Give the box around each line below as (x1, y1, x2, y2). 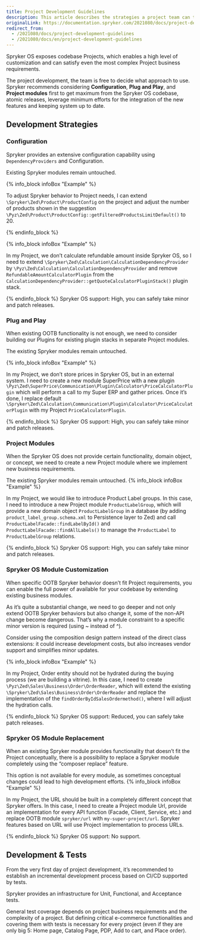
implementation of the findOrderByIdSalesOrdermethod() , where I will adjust (6, 695, 192, 702)
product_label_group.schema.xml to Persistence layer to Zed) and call (6, 513, 176, 521)
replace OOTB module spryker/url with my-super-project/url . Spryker (6, 814, 180, 822)
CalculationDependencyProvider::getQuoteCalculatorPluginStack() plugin (6, 277, 189, 284)
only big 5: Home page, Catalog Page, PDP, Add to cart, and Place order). (6, 927, 187, 934)
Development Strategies (6, 120, 98, 130)
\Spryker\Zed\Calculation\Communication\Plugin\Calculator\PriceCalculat (6, 401, 193, 407)
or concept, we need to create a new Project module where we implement (6, 459, 187, 466)
